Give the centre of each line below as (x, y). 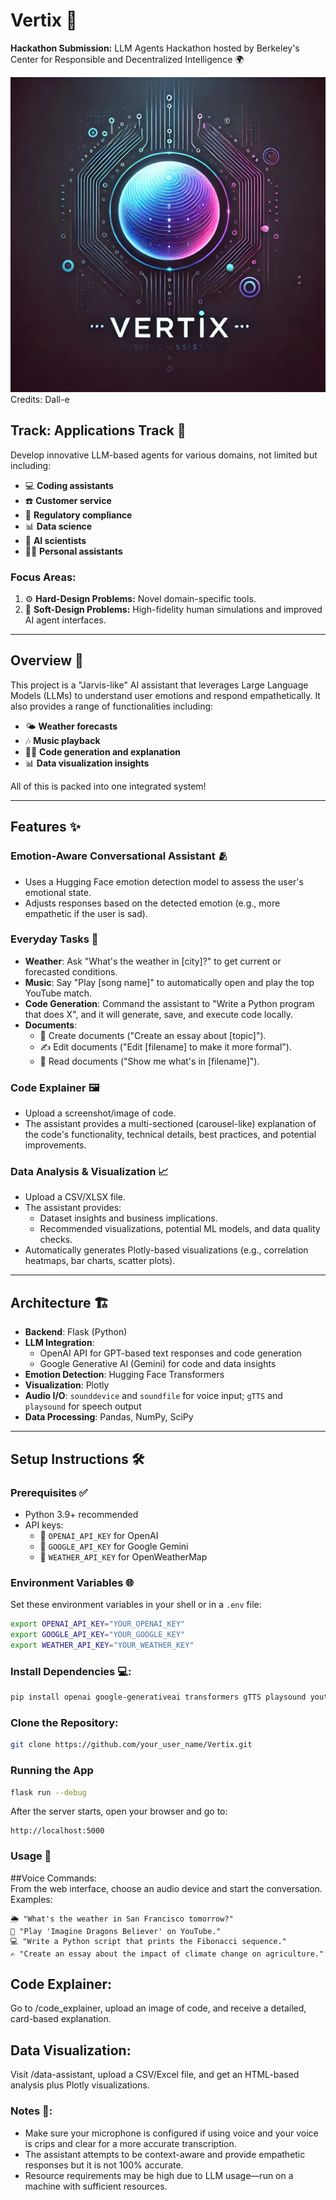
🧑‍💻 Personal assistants (73, 551)
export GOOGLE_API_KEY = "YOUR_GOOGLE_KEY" (98, 1635)
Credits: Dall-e (40, 399)
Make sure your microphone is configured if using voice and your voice (171, 2133)
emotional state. (58, 892)
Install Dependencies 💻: (71, 1671)
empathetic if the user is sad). (86, 913)
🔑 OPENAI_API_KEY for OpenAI (99, 1535)
